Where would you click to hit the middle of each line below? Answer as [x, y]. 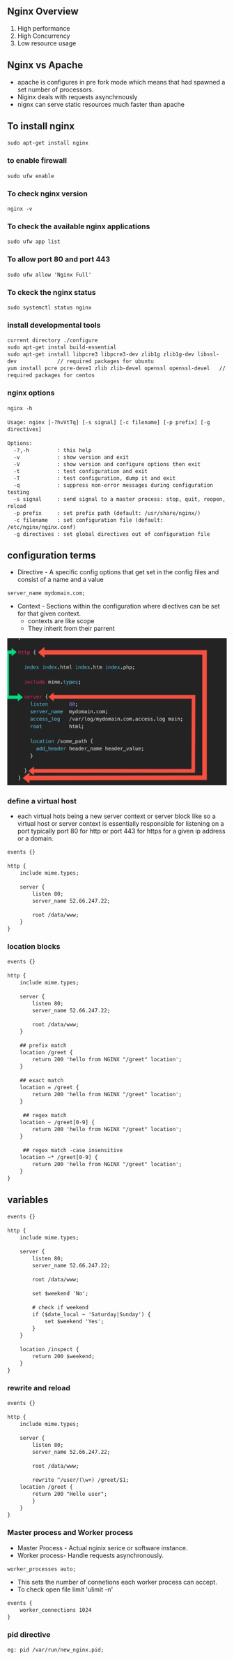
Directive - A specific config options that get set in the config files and [118, 572]
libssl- [208, 355]
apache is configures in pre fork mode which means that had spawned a [121, 82]
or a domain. [35, 838]
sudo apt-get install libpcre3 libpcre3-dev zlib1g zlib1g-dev [101, 355]
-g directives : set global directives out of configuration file [112, 534]
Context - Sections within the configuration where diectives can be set [119, 606]
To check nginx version [48, 194]
